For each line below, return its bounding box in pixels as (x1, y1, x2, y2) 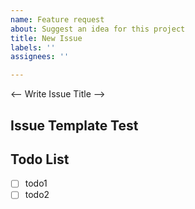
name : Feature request (10, 14, 105, 25)
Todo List (10, 151, 70, 168)
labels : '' (10, 42, 56, 53)
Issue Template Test (10, 117, 139, 134)
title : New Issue (10, 33, 83, 43)
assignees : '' (10, 52, 70, 62)
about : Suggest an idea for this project (10, 24, 186, 34)
